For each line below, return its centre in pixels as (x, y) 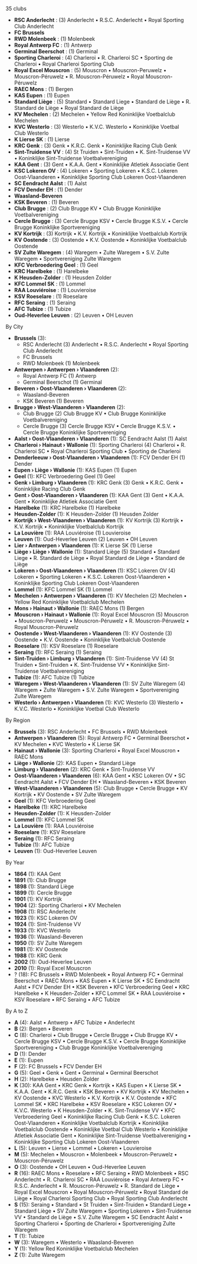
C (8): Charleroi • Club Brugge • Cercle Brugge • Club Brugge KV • (96, 1035)
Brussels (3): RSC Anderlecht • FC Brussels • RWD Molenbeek (91, 732)
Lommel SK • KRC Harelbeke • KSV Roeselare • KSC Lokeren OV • (96, 1104)
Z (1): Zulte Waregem (40, 1255)
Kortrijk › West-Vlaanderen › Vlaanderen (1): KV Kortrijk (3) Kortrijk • (98, 520)
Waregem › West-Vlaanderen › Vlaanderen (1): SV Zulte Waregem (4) (100, 683)
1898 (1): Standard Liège (44, 887)
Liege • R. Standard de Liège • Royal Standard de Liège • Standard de (99, 558)
